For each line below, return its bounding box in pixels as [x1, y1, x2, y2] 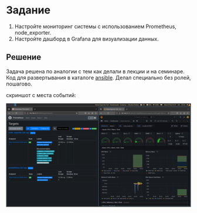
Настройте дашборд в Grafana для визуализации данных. [14, 35, 159, 42]
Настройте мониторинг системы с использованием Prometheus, [14, 23, 177, 30]
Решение [6, 52, 42, 62]
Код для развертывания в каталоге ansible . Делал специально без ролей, [6, 74, 192, 81]
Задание [6, 4, 51, 17]
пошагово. [6, 80, 32, 87]
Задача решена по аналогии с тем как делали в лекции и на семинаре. [6, 68, 185, 75]
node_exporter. [14, 29, 52, 36]
